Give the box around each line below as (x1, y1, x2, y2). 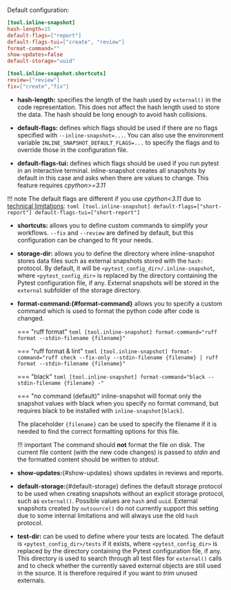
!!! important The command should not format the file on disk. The (17, 440, 205, 448)
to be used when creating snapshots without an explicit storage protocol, (17, 489, 225, 497)
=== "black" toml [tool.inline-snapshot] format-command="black (17, 372, 205, 381)
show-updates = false (7, 51, 63, 58)
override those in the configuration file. (17, 145, 128, 154)
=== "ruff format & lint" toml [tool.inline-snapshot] (17, 347, 168, 355)
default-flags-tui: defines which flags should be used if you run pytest (17, 159, 219, 167)
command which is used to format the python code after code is (17, 307, 200, 315)
